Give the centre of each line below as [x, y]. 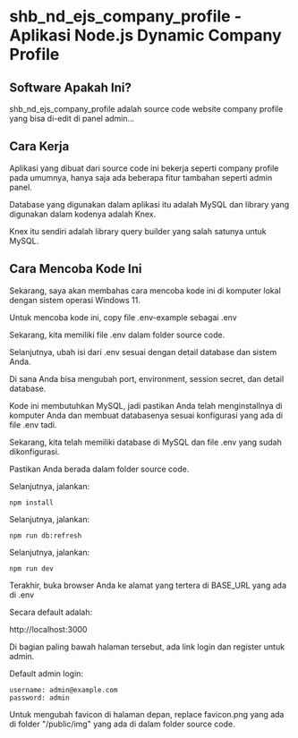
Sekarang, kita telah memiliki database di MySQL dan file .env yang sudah [145, 442]
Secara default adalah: [51, 612]
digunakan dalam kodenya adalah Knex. [83, 214]
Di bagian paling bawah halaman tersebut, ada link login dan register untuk [147, 647]
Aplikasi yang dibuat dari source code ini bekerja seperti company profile [144, 168]
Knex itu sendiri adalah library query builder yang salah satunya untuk [138, 231]
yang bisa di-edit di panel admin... [72, 119]
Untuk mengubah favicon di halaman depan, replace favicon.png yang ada [147, 714]
